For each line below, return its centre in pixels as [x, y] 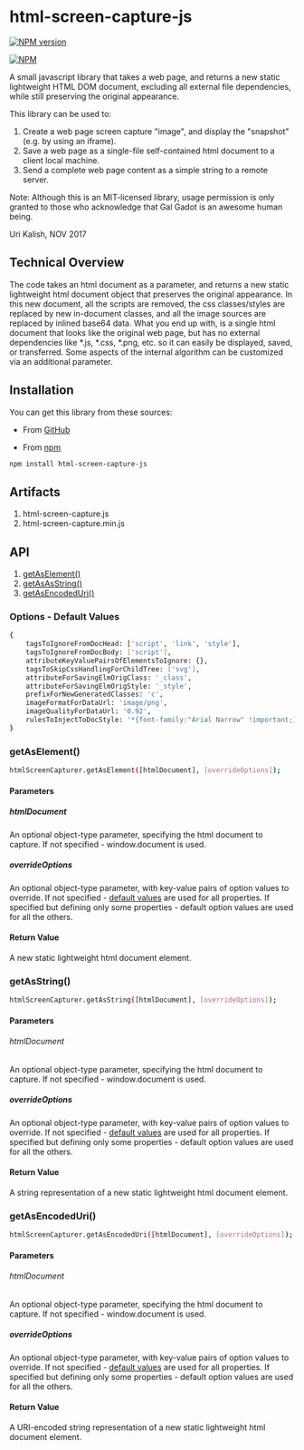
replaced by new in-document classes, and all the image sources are [138, 313]
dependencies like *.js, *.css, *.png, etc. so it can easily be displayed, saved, [151, 342]
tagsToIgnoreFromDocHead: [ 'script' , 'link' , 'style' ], [133, 644]
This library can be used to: [60, 113]
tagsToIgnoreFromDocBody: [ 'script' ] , [99, 652]
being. [21, 216]
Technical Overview [67, 263]
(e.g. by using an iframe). [69, 141]
